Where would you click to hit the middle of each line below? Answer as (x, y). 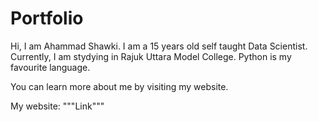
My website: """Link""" (57, 106)
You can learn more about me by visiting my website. (119, 86)
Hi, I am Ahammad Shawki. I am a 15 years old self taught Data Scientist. (159, 46)
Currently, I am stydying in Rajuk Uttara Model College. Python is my (151, 56)
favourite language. (50, 67)
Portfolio (47, 18)
